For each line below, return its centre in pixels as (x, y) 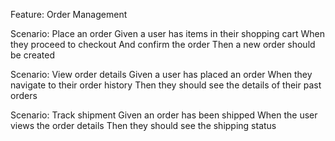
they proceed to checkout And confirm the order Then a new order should (163, 44)
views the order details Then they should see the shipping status (143, 125)
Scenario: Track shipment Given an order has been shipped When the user (164, 115)
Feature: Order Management (69, 14)
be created (33, 55)
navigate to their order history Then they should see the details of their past (166, 85)
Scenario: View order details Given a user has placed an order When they (161, 74)
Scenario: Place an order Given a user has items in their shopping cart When (167, 33)
